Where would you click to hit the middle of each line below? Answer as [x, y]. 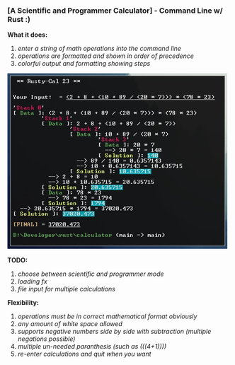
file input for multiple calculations [66, 289]
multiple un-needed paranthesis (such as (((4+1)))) [92, 347]
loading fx [32, 282]
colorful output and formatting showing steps [84, 64]
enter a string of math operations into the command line [99, 49]
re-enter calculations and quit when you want [84, 354]
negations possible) [46, 339]
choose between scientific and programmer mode [91, 274]
